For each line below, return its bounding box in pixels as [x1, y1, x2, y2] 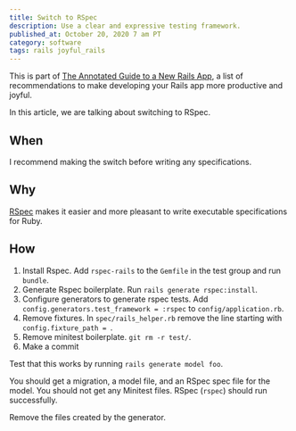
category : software [9, 37, 82, 47]
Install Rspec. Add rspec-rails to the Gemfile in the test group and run [21, 265, 282, 276]
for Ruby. [9, 215, 43, 226]
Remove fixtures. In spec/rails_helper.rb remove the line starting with [21, 312, 283, 323]
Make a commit [21, 341, 79, 352]
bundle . [21, 274, 49, 286]
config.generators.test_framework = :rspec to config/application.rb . [21, 303, 284, 313]
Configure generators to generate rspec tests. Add [21, 294, 209, 304]
